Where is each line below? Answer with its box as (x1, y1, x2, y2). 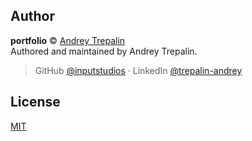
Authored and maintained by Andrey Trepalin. (10, 45, 198, 57)
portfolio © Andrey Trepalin (10, 34, 126, 46)
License (10, 94, 61, 111)
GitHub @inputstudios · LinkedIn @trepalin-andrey (34, 64, 243, 76)
